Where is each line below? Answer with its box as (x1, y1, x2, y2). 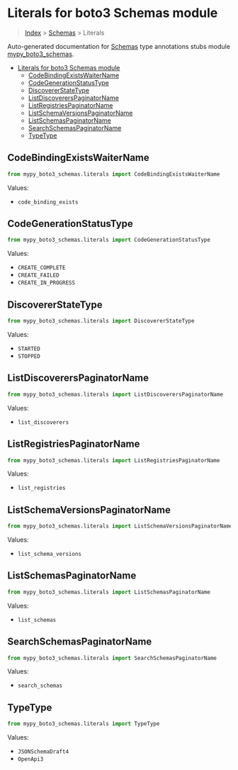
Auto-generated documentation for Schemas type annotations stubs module (7, 42, 230, 50)
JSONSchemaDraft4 (17, 748, 69, 756)
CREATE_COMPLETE (17, 264, 66, 272)
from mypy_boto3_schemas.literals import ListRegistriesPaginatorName (7, 457, 220, 464)
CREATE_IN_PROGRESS (17, 279, 76, 286)
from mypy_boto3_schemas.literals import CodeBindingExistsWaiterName (7, 170, 220, 178)
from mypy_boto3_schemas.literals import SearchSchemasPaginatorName (7, 654, 217, 662)
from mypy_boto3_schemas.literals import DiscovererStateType (7, 318, 195, 325)
